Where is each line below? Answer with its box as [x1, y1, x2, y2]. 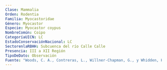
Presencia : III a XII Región [5, 48, 66, 53]
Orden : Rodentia [5, 12, 39, 17]
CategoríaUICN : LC [5, 35, 43, 40]
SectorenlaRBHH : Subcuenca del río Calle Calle [5, 44, 106, 49]
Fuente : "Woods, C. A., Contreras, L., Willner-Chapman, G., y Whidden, [5, 58, 159, 63]
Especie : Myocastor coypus [5, 26, 61, 31]
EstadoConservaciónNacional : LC [5, 39, 72, 44]
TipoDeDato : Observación [5, 53, 57, 58]
